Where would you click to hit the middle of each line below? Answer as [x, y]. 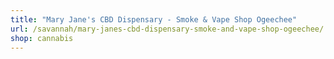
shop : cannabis [42, 38]
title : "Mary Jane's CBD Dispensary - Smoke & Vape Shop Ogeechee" [154, 19]
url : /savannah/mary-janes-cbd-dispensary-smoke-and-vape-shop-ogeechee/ [167, 29]
